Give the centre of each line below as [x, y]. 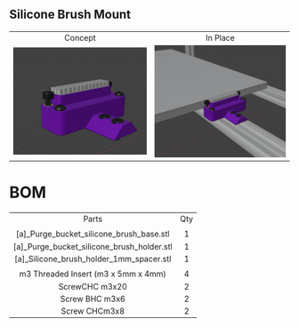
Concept [80, 37]
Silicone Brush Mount [70, 15]
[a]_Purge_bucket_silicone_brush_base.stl [93, 234]
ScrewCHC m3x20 [93, 286]
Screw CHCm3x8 [93, 311]
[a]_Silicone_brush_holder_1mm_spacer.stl [93, 259]
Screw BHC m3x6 [93, 299]
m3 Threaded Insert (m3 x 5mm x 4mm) [93, 274]
